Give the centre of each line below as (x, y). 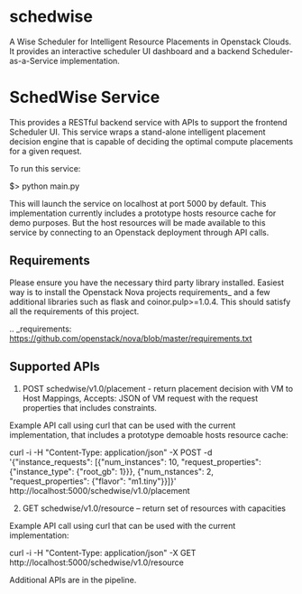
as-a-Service (34, 60)
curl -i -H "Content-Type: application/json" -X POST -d (111, 452)
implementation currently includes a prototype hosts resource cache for (143, 213)
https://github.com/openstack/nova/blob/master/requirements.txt (131, 338)
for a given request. (46, 151)
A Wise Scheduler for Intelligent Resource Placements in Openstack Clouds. (151, 42)
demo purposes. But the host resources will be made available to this (137, 222)
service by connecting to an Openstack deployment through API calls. (139, 232)
